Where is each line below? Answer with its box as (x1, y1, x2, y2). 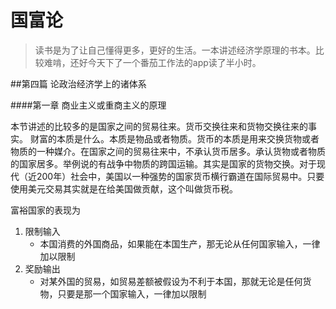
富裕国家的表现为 (10, 204, 81, 216)
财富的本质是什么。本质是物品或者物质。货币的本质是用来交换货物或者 (29, 132, 320, 145)
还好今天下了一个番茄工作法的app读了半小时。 (69, 56, 262, 68)
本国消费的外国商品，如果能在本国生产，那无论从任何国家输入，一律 (39, 237, 321, 250)
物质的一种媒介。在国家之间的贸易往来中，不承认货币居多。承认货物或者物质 (10, 145, 326, 157)
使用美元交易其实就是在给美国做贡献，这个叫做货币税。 (10, 182, 238, 195)
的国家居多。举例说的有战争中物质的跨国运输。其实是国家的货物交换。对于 (10, 157, 317, 170)
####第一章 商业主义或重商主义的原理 (10, 99, 167, 111)
